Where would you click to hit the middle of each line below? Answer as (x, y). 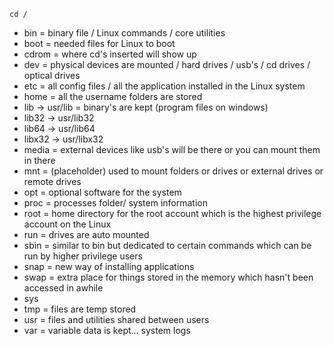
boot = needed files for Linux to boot (99, 43)
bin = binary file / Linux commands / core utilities (124, 33)
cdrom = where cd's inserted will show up (110, 54)
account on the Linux (67, 224)
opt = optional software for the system (102, 192)
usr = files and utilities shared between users (116, 319)
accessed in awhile (63, 288)
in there (39, 160)
